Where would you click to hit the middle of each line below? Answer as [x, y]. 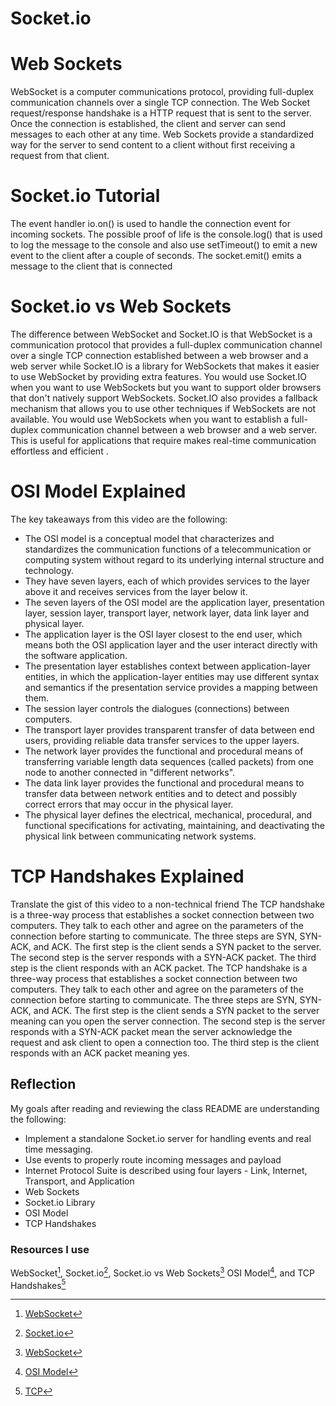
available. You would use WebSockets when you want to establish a [150, 419]
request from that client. [60, 156]
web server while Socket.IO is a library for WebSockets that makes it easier [165, 366]
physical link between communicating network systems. [140, 836]
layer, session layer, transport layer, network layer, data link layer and [167, 613]
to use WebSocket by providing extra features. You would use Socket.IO [158, 376]
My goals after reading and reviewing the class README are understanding [165, 1108]
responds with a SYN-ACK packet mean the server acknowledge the [151, 1031]
